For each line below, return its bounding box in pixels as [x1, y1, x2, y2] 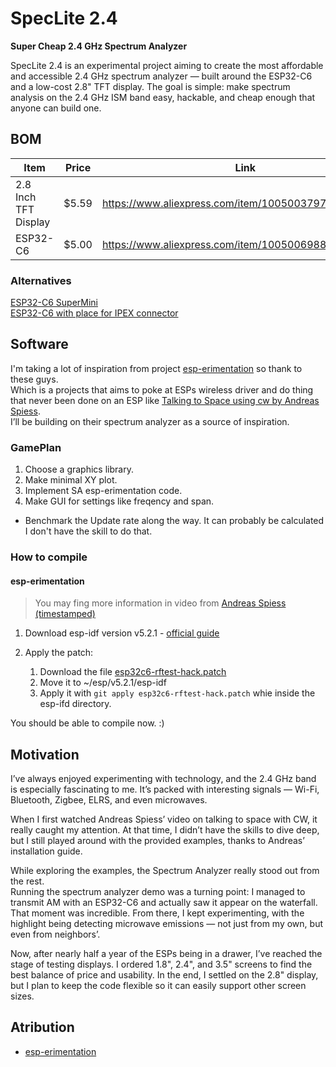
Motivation [10, 746, 80, 763]
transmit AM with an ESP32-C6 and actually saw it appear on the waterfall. [10, 897, 318, 909]
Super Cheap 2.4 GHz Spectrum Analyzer [10, 40, 188, 52]
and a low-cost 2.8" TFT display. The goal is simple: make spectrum [10, 80, 291, 92]
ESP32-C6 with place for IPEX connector [10, 307, 179, 319]
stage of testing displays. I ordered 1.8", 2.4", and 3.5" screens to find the [10, 958, 313, 971]
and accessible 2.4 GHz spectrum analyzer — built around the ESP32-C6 [10, 70, 313, 82]
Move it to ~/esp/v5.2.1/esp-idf [39, 677, 167, 689]
